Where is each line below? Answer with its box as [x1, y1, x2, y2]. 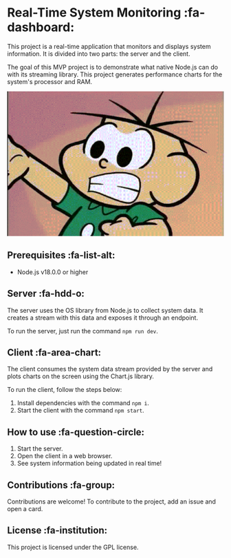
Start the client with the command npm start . [16, 406, 144, 415]
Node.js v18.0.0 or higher [16, 267, 89, 276]
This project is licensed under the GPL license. [7, 543, 139, 551]
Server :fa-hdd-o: [7, 288, 85, 300]
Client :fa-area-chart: [7, 347, 102, 358]
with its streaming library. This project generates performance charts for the [7, 70, 223, 79]
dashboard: [7, 19, 75, 35]
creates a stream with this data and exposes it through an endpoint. [7, 313, 198, 322]
